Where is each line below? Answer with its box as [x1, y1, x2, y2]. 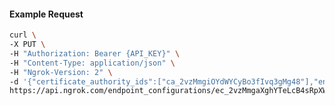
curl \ [9, 30, 37, 40]
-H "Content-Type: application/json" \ [9, 58, 176, 68]
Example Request [9, 8, 84, 20]
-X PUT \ [9, 40, 46, 50]
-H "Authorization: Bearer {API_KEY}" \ [9, 48, 181, 59]
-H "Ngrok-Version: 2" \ [9, 67, 113, 77]
